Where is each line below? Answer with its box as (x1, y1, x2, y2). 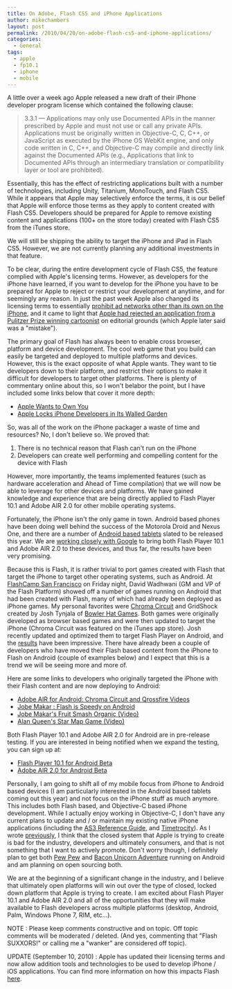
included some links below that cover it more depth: (7, 389, 155, 397)
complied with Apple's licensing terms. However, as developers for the (7, 272, 209, 281)
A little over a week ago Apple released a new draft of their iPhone (7, 94, 196, 102)
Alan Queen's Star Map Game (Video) (17, 717, 125, 726)
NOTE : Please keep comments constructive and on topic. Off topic (7, 925, 199, 933)
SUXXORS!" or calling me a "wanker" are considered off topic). (7, 939, 187, 947)
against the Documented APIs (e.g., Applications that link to (24, 151, 194, 159)
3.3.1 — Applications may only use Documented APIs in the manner (24, 114, 216, 123)
